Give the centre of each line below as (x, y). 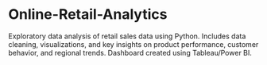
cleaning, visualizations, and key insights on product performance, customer (133, 44)
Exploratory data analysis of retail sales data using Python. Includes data (127, 36)
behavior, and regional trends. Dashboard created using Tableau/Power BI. (130, 52)
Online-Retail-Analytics (88, 14)
